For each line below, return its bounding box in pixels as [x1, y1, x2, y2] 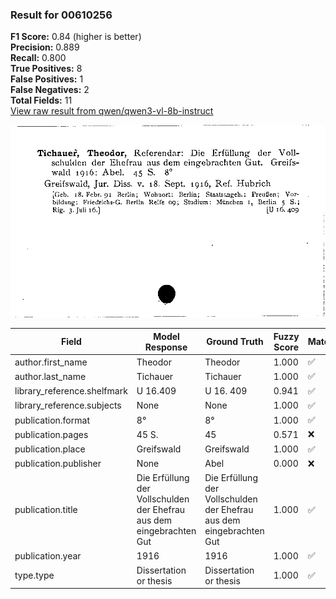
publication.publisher [14, 458, 102, 470]
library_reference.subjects [14, 399, 122, 412]
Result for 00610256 [10, 8, 113, 22]
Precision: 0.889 [10, 41, 80, 53]
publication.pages [14, 428, 89, 440]
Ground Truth [206, 336, 264, 348]
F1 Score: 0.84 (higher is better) [10, 31, 142, 43]
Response [144, 341, 188, 353]
